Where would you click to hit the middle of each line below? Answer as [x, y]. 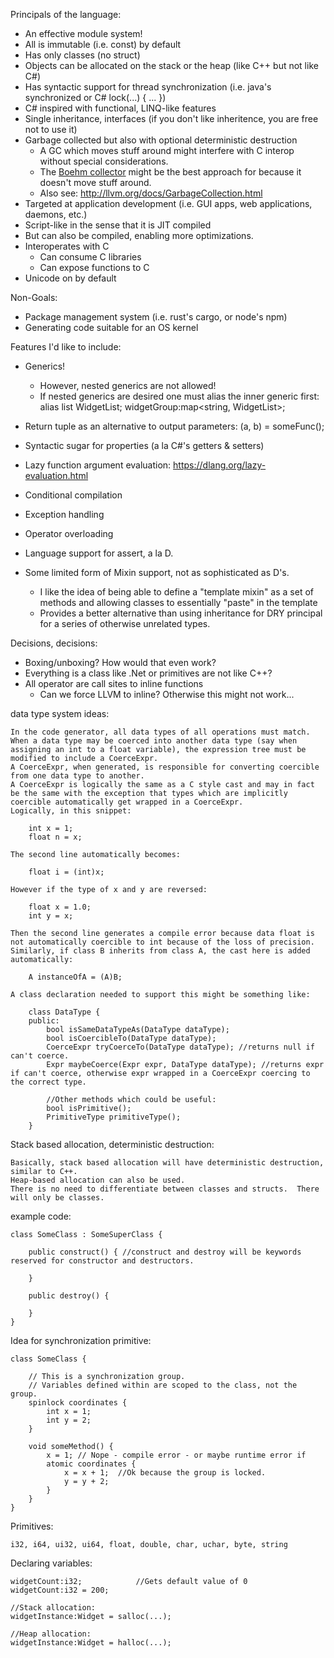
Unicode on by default [70, 278]
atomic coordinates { [91, 1464]
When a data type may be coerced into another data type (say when [154, 741]
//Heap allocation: [51, 1634]
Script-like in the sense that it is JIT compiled [118, 225]
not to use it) [51, 129]
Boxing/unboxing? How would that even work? [120, 662]
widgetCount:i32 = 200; [60, 1590]
